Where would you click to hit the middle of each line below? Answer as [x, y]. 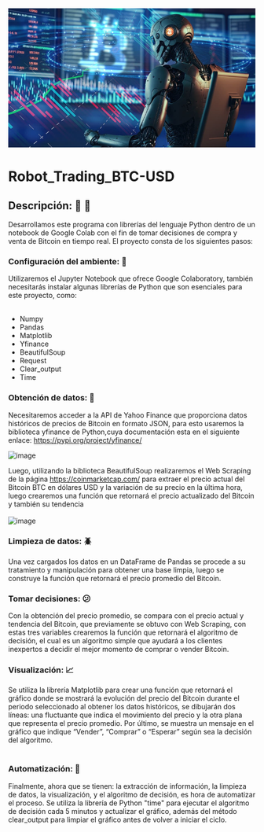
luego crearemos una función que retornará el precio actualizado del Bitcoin [131, 495]
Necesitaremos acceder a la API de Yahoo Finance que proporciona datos [128, 415]
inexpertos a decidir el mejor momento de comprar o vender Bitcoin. [119, 650]
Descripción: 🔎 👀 [49, 206]
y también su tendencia [46, 504]
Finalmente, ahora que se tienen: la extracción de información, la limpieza [127, 786]
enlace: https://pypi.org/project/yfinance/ [75, 440]
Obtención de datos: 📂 [51, 398]
